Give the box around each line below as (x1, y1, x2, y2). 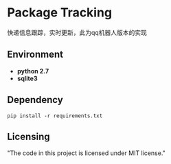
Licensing (7, 130, 50, 142)
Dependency (7, 94, 63, 106)
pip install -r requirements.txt (7, 112, 103, 119)
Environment (7, 49, 64, 60)
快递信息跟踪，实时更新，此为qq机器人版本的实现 (7, 28, 148, 36)
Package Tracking (7, 5, 112, 21)
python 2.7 (16, 67, 49, 75)
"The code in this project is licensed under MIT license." (7, 149, 166, 157)
